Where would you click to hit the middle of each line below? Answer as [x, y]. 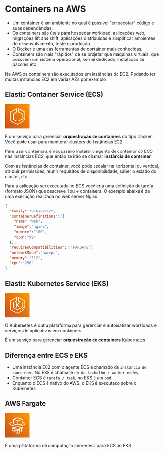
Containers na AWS [46, 9]
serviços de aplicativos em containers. [44, 330]
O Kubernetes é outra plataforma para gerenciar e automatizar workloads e [81, 325]
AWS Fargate [25, 404]
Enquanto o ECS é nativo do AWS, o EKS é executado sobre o [74, 383]
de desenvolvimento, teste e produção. [52, 43]
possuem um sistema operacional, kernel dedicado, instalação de [78, 59]
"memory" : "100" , [31, 232]
